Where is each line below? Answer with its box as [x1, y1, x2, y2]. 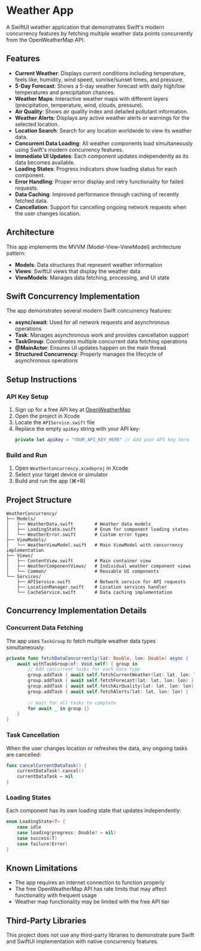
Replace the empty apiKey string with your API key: [14, 425, 141, 433]
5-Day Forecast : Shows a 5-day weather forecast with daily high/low [14, 82, 185, 89]
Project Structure [6, 494, 72, 505]
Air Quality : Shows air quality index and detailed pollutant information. [14, 107, 188, 115]
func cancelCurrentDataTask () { [6, 763, 87, 769]
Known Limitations [6, 863, 78, 873]
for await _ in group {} [28, 706, 90, 712]
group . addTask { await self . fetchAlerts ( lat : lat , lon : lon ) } [28, 688, 189, 695]
